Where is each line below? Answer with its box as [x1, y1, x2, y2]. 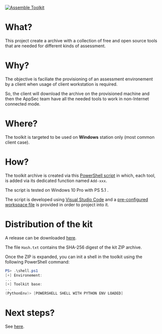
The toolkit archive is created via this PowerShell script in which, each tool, [5, 172, 156, 178]
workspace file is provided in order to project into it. [5, 202, 109, 207]
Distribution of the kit [5, 219, 93, 230]
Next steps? [5, 307, 55, 318]
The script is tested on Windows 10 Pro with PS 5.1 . [5, 187, 109, 193]
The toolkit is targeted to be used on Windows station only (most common [5, 134, 155, 140]
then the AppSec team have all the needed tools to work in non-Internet [5, 95, 149, 102]
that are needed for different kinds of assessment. [5, 43, 106, 49]
